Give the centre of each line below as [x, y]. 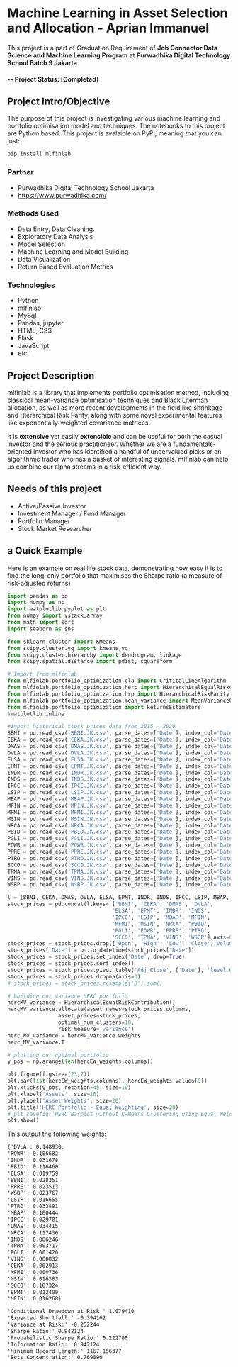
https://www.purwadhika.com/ [62, 195]
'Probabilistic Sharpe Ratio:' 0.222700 [68, 1338]
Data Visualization [44, 259]
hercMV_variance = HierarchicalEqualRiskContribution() [91, 1003]
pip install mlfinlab [39, 154]
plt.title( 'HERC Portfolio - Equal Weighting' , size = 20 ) [93, 1107]
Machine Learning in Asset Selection [118, 13]
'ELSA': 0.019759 [33, 1173]
